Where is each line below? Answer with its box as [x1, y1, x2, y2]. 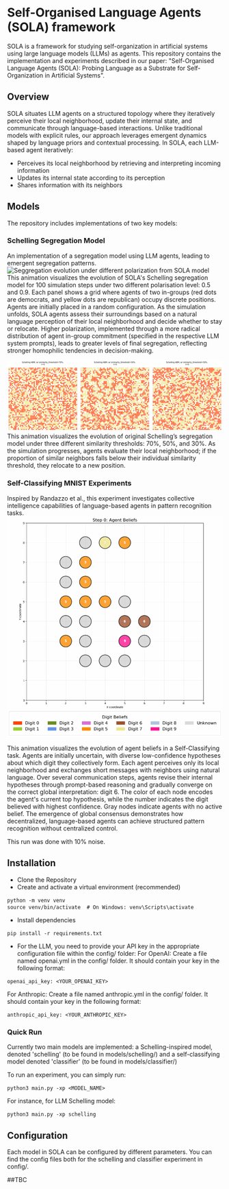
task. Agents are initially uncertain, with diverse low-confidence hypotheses [7, 752, 221, 760]
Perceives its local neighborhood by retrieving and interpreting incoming [16, 159, 221, 167]
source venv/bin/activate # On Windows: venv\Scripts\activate [7, 904, 194, 911]
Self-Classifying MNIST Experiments [7, 479, 132, 488]
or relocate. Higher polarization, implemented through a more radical [7, 324, 200, 333]
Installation [7, 857, 56, 869]
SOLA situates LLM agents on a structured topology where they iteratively [7, 109, 215, 117]
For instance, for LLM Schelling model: [7, 1097, 116, 1105]
